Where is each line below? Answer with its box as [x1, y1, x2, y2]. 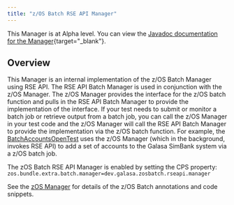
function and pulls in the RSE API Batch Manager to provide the [7, 98, 189, 106]
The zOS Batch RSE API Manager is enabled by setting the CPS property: [7, 163, 218, 172]
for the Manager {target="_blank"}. [7, 36, 106, 45]
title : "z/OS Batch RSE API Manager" [7, 10, 117, 17]
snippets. [7, 190, 34, 199]
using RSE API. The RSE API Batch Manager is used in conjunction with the [7, 83, 222, 91]
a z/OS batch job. [7, 149, 57, 158]
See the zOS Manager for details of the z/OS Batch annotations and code [7, 183, 218, 191]
